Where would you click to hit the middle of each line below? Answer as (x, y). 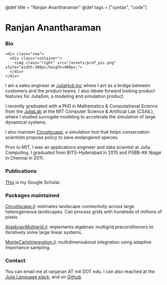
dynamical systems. (26, 122)
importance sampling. (28, 248)
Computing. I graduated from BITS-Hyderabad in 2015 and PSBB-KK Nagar (83, 153)
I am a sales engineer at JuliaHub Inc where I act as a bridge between (78, 86)
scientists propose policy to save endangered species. (62, 137)
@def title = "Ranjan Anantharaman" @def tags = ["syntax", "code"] (76, 7)
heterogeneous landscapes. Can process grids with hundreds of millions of (83, 212)
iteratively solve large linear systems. (44, 232)
